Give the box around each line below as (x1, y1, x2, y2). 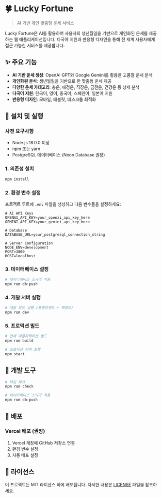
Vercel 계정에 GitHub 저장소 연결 (12, 440, 75, 446)
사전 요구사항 (5, 128, 34, 134)
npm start (5, 351, 25, 356)
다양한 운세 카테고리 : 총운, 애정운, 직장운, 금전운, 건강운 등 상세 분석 (12, 84, 140, 90)
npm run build (5, 338, 34, 344)
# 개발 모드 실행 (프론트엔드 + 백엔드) (5, 306, 74, 310)
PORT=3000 (5, 249, 25, 254)
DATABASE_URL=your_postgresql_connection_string (5, 232, 105, 237)
